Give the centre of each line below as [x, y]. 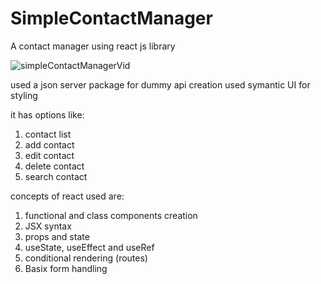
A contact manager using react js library [93, 46]
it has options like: [47, 114]
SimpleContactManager [111, 18]
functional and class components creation [111, 215]
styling [24, 95]
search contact [56, 176]
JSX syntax [48, 226]
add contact [49, 144]
